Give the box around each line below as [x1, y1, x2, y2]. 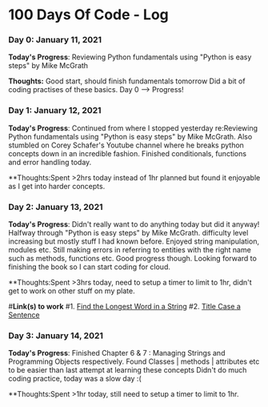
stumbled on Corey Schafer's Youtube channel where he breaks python [8, 140, 244, 150]
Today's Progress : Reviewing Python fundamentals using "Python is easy [8, 52, 252, 62]
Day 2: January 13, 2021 [8, 201, 103, 212]
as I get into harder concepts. [8, 181, 106, 191]
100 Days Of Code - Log [8, 6, 170, 24]
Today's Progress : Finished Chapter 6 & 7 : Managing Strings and [8, 349, 226, 358]
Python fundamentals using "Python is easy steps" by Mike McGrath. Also [8, 131, 253, 141]
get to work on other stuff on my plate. [8, 286, 135, 296]
